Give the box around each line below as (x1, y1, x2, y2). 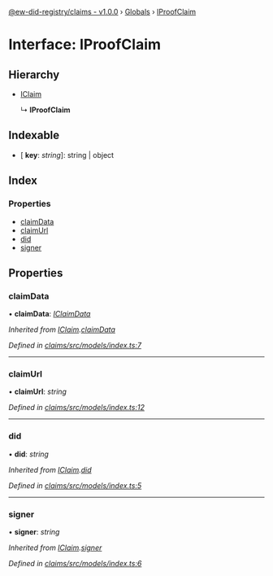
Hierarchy (8, 68, 60, 81)
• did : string (8, 449, 49, 459)
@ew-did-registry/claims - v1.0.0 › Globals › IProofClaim (8, 7, 197, 16)
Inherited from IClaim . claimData (8, 325, 116, 334)
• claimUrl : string (8, 386, 67, 397)
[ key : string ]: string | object (19, 150, 115, 159)
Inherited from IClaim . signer (8, 543, 102, 552)
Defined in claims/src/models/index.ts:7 (8, 341, 142, 351)
